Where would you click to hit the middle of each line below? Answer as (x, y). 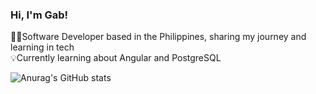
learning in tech (42, 47)
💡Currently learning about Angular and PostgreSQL (116, 58)
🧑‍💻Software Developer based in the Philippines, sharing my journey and (158, 37)
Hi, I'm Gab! (39, 15)
